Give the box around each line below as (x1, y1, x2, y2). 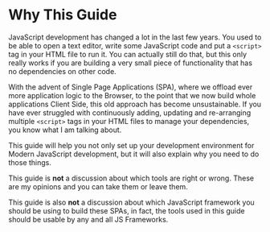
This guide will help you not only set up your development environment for (8, 140, 255, 150)
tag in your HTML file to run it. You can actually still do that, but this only (8, 49, 247, 59)
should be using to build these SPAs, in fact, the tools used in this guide (8, 205, 245, 215)
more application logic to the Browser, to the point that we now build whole (8, 90, 256, 100)
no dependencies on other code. (8, 66, 117, 76)
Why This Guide (8, 6, 117, 24)
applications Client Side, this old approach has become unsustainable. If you (8, 99, 262, 109)
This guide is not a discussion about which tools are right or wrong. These (8, 173, 255, 183)
